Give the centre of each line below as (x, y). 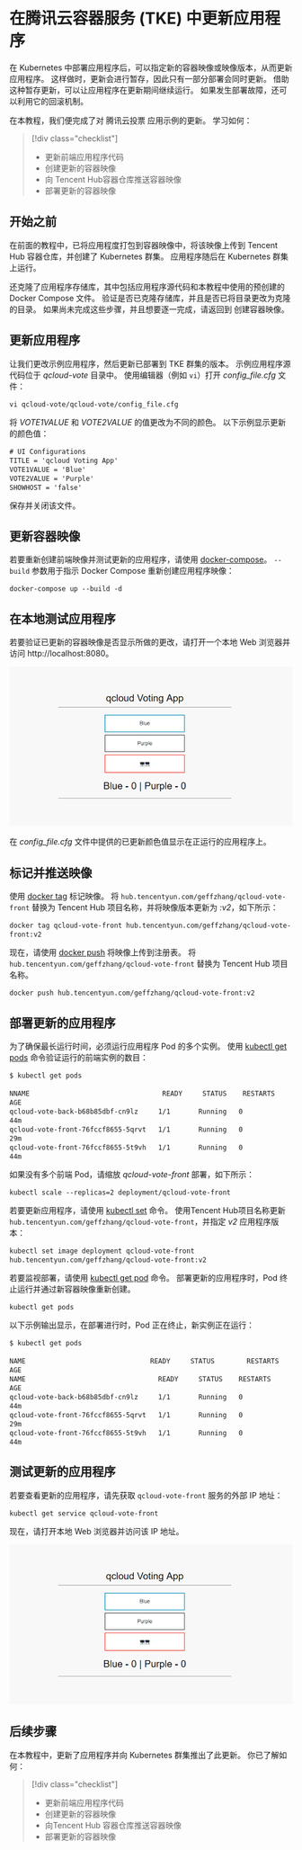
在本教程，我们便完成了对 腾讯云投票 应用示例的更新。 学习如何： (131, 120)
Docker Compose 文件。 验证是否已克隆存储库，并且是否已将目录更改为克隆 (150, 298)
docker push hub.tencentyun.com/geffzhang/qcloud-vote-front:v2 (132, 993)
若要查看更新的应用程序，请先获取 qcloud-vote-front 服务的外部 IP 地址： (146, 1495)
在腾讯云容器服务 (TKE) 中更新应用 (137, 18)
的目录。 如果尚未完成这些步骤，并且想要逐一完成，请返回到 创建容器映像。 (149, 309)
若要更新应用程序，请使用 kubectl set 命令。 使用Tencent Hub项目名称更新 (147, 1211)
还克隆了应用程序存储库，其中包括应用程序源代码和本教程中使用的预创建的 (147, 286)
